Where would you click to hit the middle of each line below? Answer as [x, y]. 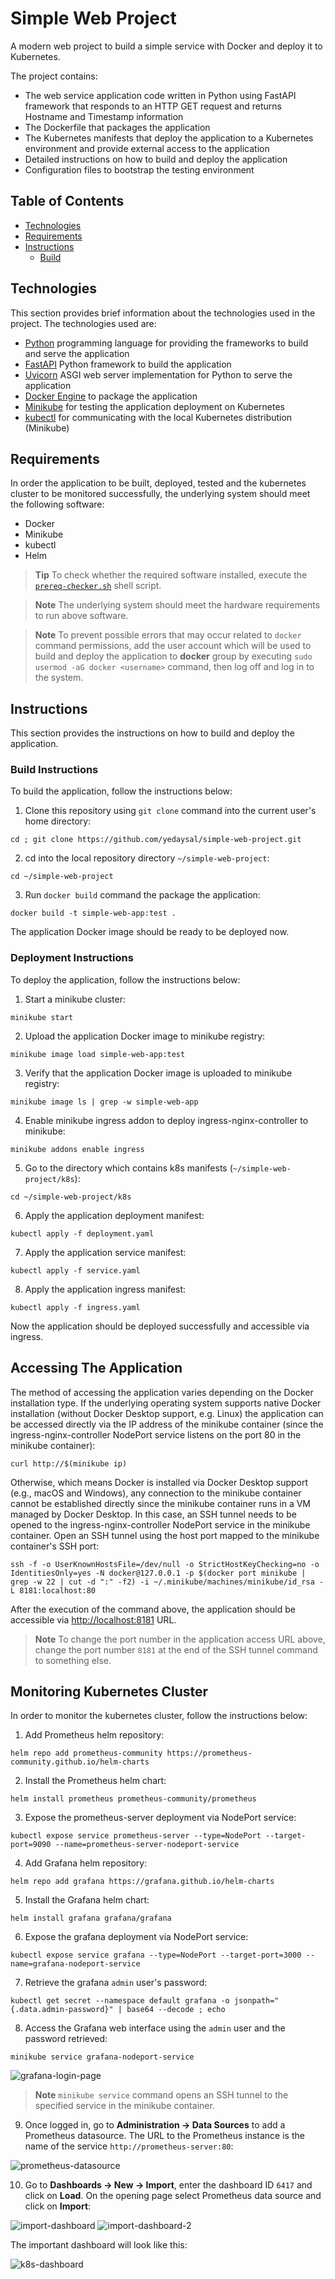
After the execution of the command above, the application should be [153, 1609]
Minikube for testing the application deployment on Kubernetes [154, 406]
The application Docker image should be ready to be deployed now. [150, 932]
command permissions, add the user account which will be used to [173, 646]
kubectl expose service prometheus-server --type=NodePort [136, 1836]
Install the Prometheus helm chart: [95, 1781]
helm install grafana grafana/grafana [91, 1918]
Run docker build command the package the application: [142, 895]
